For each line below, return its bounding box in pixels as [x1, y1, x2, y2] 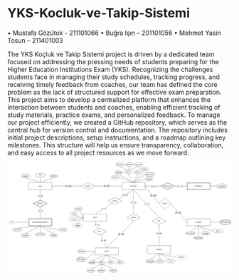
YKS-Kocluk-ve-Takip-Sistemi [7, 5, 190, 21]
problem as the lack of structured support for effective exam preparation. [7, 88, 222, 96]
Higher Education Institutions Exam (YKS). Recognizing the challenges [7, 65, 213, 73]
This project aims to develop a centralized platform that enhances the [7, 95, 211, 104]
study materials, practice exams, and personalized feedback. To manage [7, 110, 221, 119]
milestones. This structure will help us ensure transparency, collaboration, [7, 140, 224, 149]
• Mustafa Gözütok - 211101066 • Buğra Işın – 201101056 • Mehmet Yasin [7, 28, 222, 37]
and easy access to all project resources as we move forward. [7, 148, 190, 157]
